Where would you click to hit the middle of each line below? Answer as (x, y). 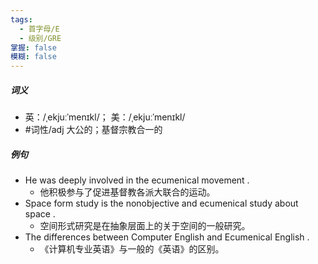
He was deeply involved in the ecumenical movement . (137, 180)
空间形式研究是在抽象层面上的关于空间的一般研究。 (145, 226)
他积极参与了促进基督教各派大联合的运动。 (127, 192)
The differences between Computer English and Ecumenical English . (167, 237)
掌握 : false (33, 47)
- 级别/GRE (40, 38)
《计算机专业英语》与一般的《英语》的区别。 (132, 249)
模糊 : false (33, 57)
